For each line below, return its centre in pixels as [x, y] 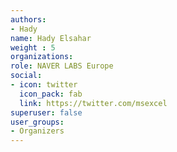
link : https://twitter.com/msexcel [93, 103]
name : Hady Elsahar [51, 38]
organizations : [42, 57]
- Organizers [37, 131]
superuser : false [46, 112]
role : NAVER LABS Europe [62, 66]
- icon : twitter [44, 85]
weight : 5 [33, 47]
